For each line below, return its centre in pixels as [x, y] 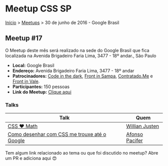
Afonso [135, 134]
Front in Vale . [26, 81]
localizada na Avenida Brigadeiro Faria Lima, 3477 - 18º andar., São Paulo [81, 55]
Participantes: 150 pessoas [41, 86]
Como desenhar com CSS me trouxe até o [57, 134]
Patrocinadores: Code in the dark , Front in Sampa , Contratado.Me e [83, 76]
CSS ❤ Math [23, 126]
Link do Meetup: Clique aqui [42, 92]
